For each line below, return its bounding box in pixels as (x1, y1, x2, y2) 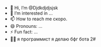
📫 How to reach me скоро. (10, 16, 67, 22)
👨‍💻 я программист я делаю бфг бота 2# (10, 36, 96, 42)
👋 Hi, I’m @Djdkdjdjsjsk (10, 5, 58, 11)
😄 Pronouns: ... (10, 23, 43, 29)
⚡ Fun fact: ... (10, 29, 38, 35)
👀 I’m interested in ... (10, 10, 53, 16)
